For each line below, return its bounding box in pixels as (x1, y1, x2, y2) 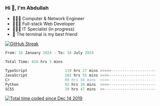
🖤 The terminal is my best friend (12, 32, 78, 37)
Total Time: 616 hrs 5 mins (5, 59, 63, 65)
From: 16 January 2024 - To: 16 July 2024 (5, 50, 94, 56)
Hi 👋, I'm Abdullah (5, 4, 49, 11)
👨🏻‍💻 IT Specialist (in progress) (12, 26, 75, 32)
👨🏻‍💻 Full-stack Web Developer (12, 21, 75, 27)
